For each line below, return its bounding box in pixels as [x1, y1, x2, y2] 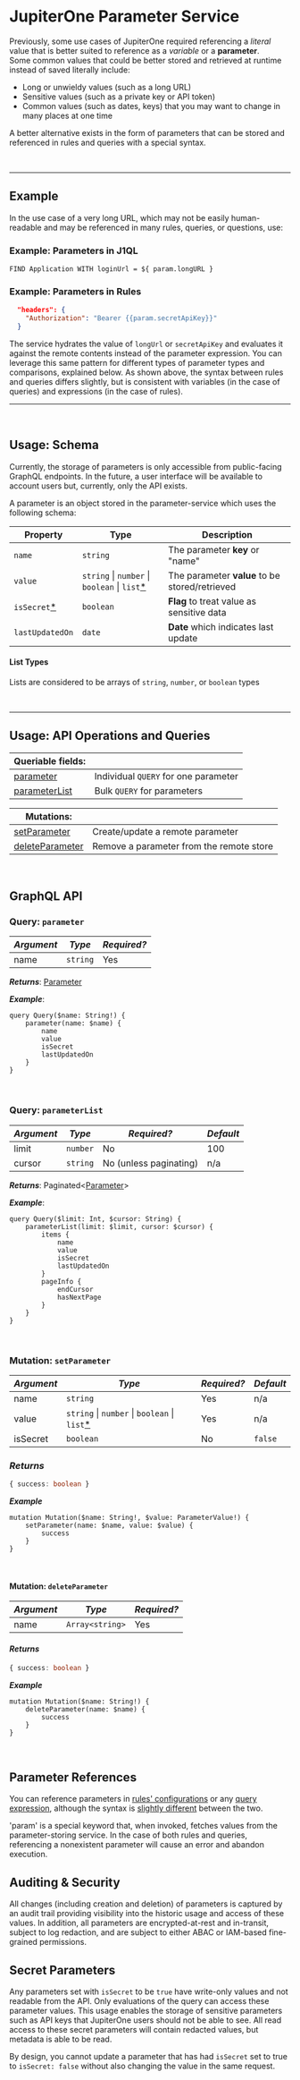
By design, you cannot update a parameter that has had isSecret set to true [9, 2050, 288, 2061]
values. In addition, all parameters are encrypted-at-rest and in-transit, [9, 1917, 270, 1929]
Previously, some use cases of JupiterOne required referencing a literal [9, 36, 271, 47]
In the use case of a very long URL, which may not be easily [9, 212, 229, 223]
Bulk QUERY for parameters [94, 785, 204, 797]
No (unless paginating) [102, 1157, 199, 1169]
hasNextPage [56, 1293, 102, 1302]
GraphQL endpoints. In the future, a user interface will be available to [9, 471, 263, 481]
